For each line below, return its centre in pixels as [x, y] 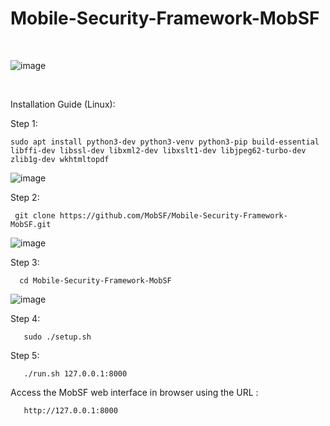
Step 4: [25, 318]
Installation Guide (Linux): [63, 104]
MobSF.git [31, 224]
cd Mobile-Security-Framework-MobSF [95, 280]
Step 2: [25, 197]
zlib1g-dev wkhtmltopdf [60, 159]
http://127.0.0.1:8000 [70, 410]
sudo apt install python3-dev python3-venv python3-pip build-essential [165, 142]
